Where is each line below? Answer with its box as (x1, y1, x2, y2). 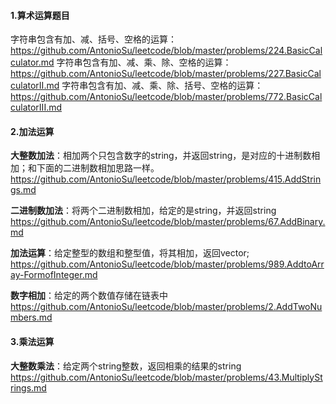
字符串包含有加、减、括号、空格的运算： (10, 33, 177, 45)
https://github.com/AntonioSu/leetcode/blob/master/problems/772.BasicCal (10, 91, 323, 103)
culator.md (10, 56, 55, 69)
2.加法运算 (10, 125, 55, 137)
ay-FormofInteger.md (10, 269, 98, 281)
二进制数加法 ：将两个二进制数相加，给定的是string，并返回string (10, 205, 277, 217)
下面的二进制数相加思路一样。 (36, 162, 160, 174)
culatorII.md (10, 80, 60, 92)
